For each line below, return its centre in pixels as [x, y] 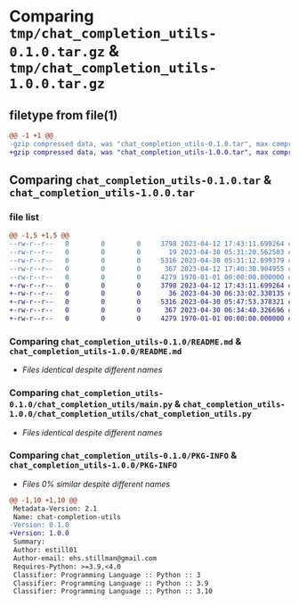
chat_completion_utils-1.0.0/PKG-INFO [93, 465]
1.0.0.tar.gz [57, 84]
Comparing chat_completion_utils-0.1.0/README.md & [125, 341]
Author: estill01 [45, 551]
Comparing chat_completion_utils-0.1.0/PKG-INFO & [123, 455]
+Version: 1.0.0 [39, 534]
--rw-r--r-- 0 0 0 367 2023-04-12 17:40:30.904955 [147, 269]
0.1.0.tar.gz [57, 52]
